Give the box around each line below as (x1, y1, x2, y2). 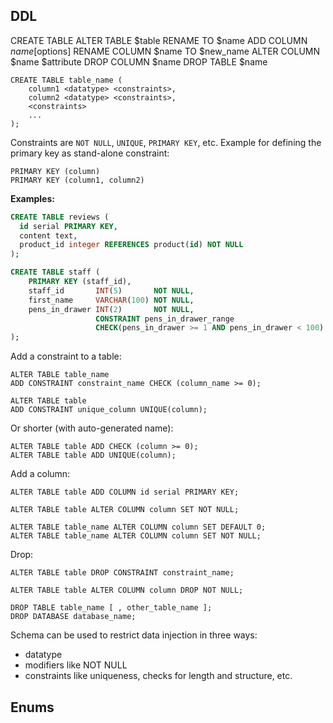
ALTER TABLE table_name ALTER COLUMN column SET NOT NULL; (10, 531, 262, 541)
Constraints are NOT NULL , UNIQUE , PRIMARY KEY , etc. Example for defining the (10, 136, 322, 148)
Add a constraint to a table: (10, 350, 122, 363)
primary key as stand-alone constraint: (10, 147, 170, 159)
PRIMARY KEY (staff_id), (28, 277, 132, 287)
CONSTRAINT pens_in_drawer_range (95, 314, 235, 324)
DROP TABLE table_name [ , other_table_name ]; (10, 603, 213, 613)
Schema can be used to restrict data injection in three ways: (10, 629, 258, 641)
